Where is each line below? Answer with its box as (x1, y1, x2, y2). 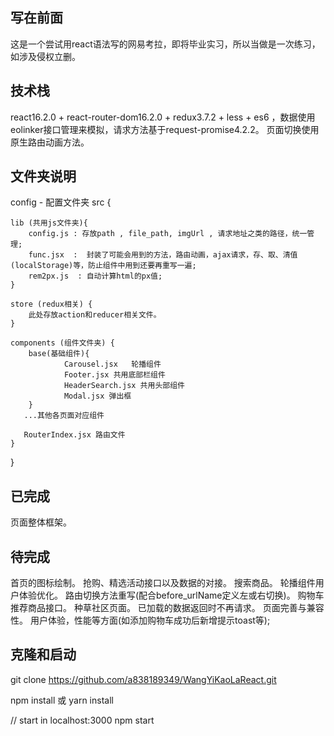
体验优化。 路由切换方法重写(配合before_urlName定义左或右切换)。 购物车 (18, 589, 325, 602)
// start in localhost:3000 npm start (10, 714, 155, 726)
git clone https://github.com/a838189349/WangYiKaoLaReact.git (10, 673, 277, 685)
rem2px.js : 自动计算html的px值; (28, 271, 163, 282)
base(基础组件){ (28, 349, 90, 359)
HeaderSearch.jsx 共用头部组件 (63, 381, 185, 391)
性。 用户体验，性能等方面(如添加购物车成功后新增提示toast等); (10, 614, 271, 627)
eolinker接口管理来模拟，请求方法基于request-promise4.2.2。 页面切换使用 (10, 123, 320, 135)
